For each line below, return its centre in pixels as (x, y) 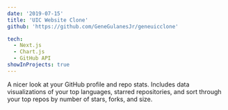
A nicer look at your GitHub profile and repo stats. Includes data (98, 84)
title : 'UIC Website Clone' (48, 20)
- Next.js (27, 46)
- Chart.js (29, 52)
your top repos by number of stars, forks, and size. (80, 99)
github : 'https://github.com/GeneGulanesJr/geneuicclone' (93, 26)
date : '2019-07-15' (35, 13)
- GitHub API (32, 58)
